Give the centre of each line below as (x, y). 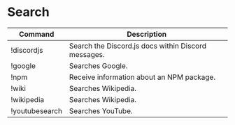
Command (36, 34)
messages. (87, 54)
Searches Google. (98, 65)
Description (147, 34)
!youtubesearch (37, 110)
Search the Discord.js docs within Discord (137, 46)
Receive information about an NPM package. (142, 77)
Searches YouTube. (101, 110)
